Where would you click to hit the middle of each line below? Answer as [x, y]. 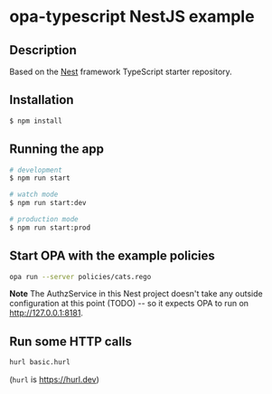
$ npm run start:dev [48, 203]
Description [43, 50]
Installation [42, 100]
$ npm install [36, 121]
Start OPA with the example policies [112, 256]
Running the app [56, 150]
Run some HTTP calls [71, 341]
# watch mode [34, 195]
